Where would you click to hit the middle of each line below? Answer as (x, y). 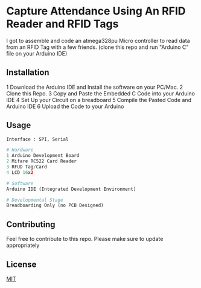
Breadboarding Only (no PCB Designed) (55, 206)
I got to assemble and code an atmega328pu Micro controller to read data (98, 40)
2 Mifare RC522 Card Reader (42, 161)
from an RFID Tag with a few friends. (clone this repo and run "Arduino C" (97, 47)
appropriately (23, 245)
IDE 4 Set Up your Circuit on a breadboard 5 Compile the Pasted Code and (99, 100)
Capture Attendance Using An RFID (96, 11)
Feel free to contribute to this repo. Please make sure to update (85, 239)
